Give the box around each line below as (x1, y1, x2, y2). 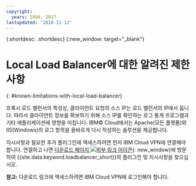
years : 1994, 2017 (11, 14, 57, 20)
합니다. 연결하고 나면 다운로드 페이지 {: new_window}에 (6, 146, 176, 153)
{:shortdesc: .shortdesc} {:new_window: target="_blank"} (6, 36, 145, 43)
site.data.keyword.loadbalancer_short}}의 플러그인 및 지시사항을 (21, 154, 173, 161)
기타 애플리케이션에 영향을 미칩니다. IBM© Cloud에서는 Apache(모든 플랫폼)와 (6, 119, 187, 126)
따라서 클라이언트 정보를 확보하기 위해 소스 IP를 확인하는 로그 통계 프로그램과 (13, 112, 189, 119)
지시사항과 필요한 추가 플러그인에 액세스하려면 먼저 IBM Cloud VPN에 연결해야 (6, 139, 186, 146)
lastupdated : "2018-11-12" (6, 19, 72, 25)
